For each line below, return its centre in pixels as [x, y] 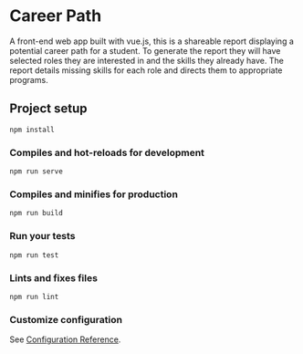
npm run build [37, 213]
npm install [32, 130]
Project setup [49, 109]
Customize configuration [66, 319]
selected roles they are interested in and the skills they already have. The [147, 60]
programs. [29, 79]
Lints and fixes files [54, 277]
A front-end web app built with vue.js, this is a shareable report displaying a [152, 41]
